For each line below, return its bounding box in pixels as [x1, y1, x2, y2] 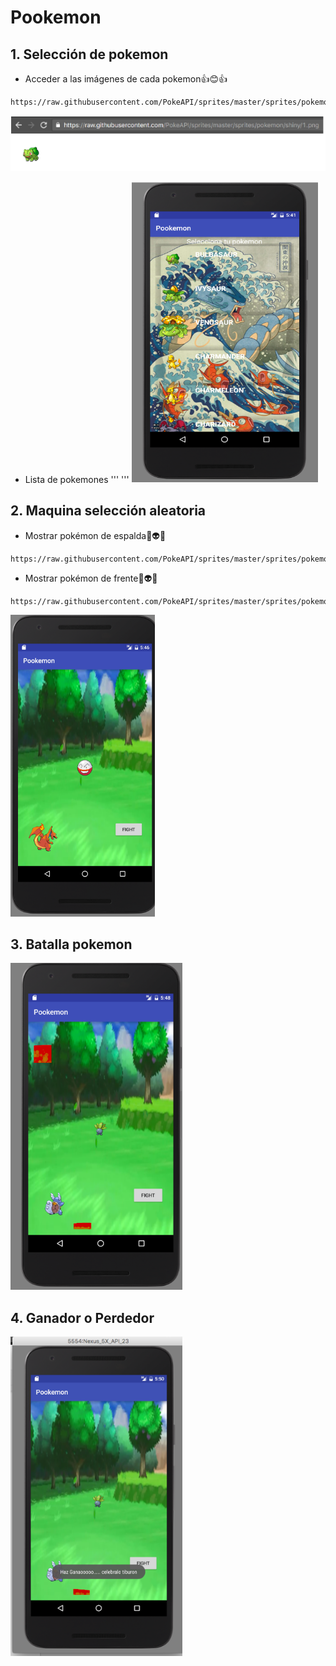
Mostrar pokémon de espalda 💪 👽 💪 [24, 529, 167, 541]
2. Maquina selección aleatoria [10, 502, 207, 520]
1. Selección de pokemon [10, 46, 169, 63]
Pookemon [10, 6, 102, 29]
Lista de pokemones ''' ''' [24, 473, 130, 485]
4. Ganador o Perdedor [10, 1309, 155, 1326]
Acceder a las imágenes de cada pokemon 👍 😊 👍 [24, 73, 228, 85]
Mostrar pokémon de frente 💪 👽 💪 [24, 572, 158, 584]
